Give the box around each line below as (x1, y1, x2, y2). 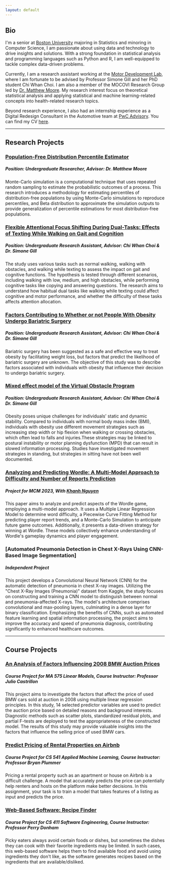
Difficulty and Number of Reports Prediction (5, 475, 116, 482)
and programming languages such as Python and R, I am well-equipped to (5, 56, 160, 62)
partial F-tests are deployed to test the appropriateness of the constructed (5, 718, 160, 724)
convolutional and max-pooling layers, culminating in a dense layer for (5, 604, 152, 610)
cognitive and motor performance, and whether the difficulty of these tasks (5, 293, 162, 299)
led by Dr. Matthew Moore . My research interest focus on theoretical (5, 87, 148, 93)
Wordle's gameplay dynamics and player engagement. (5, 533, 119, 539)
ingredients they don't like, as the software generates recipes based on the (5, 853, 162, 860)
